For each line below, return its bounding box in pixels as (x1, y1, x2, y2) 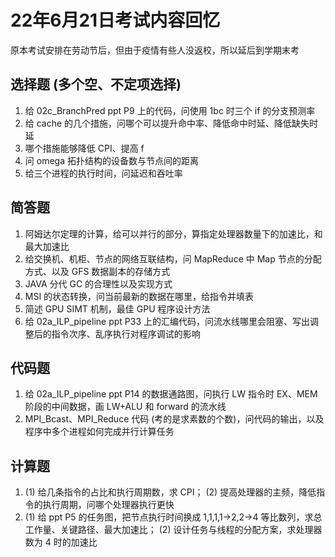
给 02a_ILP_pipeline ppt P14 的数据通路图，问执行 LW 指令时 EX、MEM (24, 388, 318, 400)
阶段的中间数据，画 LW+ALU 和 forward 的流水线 (24, 401, 227, 413)
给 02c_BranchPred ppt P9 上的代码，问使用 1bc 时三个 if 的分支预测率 (24, 104, 316, 116)
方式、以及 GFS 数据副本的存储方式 (24, 265, 171, 277)
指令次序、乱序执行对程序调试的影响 (51, 327, 201, 340)
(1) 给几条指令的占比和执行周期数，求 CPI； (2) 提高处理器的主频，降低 (24, 486, 317, 498)
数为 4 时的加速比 (24, 536, 98, 548)
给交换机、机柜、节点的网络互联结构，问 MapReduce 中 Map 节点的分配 (24, 252, 322, 265)
